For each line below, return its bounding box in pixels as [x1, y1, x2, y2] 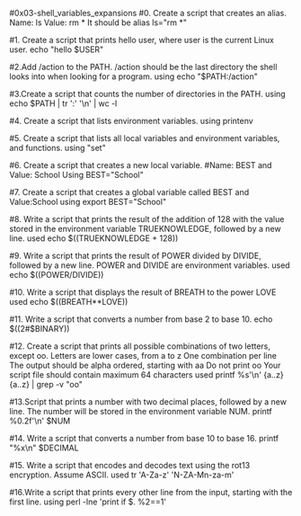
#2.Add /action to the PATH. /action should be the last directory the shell [9, 62, 278, 72]
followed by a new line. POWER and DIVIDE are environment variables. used [9, 260, 290, 271]
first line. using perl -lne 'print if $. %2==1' [9, 496, 167, 507]
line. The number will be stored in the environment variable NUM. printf [9, 406, 272, 416]
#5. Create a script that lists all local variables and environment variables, [9, 133, 280, 143]
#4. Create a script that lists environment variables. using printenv [9, 116, 253, 126]
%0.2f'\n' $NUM [9, 415, 71, 426]
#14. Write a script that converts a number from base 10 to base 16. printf [9, 433, 279, 443]
